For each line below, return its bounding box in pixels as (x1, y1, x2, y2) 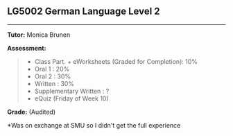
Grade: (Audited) (7, 108, 56, 116)
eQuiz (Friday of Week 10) (34, 94, 109, 103)
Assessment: (7, 44, 46, 52)
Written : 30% (34, 79, 75, 87)
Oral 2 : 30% (34, 72, 71, 80)
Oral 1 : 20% (34, 65, 70, 73)
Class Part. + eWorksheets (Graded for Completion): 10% (34, 57, 198, 65)
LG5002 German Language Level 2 (7, 6, 161, 17)
